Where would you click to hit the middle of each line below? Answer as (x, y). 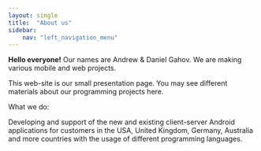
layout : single (33, 15)
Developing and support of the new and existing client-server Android (121, 122)
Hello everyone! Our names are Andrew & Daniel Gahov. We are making (125, 60)
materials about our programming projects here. (86, 92)
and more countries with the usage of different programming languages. (125, 139)
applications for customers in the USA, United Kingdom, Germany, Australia (131, 131)
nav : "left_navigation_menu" (70, 37)
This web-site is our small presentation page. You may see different (118, 83)
